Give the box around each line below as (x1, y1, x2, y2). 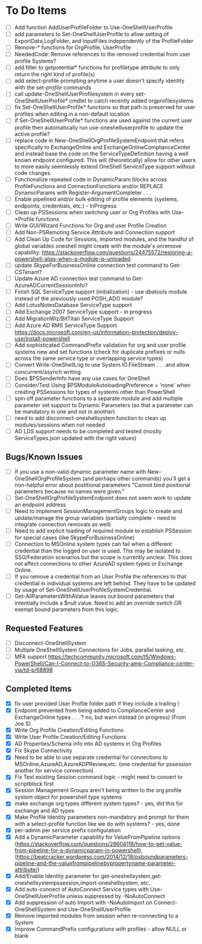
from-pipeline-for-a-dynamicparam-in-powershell (14, 847, 140, 854)
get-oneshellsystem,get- (100, 872, 163, 879)
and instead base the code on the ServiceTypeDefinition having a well (14, 149, 189, 157)
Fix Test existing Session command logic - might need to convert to (14, 773, 183, 781)
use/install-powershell (14, 335, 70, 343)
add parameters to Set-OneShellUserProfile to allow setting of (14, 31, 169, 38)
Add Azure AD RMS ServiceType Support (14, 322, 117, 329)
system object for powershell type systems (14, 793, 122, 801)
